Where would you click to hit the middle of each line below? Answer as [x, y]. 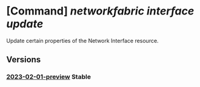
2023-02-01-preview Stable [48, 77]
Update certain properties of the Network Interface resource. [82, 40]
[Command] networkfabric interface [100, 11]
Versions [24, 60]
